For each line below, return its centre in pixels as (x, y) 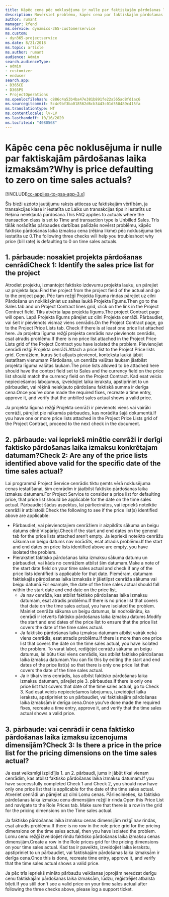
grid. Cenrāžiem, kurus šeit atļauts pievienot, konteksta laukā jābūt (74, 355)
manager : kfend (21, 24)
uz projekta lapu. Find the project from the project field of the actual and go (82, 291)
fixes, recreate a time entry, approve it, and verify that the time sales (91, 708)
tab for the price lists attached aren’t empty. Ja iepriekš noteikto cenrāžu (88, 536)
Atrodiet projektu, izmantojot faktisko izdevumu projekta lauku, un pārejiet (82, 285)
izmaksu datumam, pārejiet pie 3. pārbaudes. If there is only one (86, 681)
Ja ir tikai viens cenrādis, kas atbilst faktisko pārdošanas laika (84, 676)
